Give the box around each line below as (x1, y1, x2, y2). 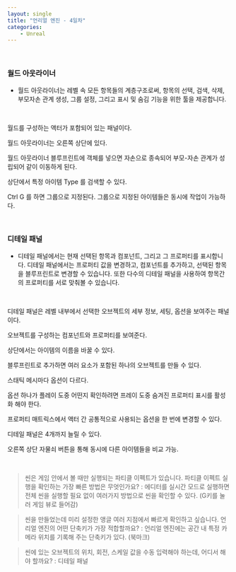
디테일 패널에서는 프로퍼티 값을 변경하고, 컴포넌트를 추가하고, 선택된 (27, 260, 214, 269)
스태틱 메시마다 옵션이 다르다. (7, 375, 89, 384)
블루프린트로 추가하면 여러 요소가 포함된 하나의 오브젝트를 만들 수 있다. (7, 361, 201, 369)
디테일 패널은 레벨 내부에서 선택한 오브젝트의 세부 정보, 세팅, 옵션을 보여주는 (7, 307, 217, 315)
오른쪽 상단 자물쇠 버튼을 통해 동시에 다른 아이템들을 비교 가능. (7, 445, 179, 453)
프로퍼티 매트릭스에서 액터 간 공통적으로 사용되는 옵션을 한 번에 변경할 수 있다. (7, 414, 223, 423)
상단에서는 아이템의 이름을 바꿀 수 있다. (7, 346, 115, 354)
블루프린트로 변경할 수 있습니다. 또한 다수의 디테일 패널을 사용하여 (25, 269, 206, 278)
